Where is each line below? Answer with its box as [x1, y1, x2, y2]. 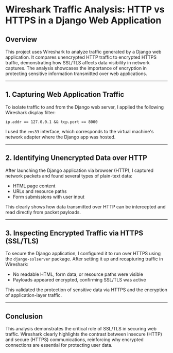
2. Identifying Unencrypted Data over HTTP [5, 153, 148, 163]
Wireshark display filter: [5, 109, 56, 115]
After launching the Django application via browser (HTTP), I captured [5, 167, 153, 173]
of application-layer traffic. [5, 292, 62, 298]
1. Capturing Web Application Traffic [5, 90, 125, 99]
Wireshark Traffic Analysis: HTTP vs [5, 4, 165, 15]
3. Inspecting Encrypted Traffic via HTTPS [5, 229, 143, 238]
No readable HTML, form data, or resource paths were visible [12, 271, 143, 277]
